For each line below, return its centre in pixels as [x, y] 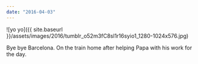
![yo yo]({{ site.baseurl [34, 29]
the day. [16, 54]
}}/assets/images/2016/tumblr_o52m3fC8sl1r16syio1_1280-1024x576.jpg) [97, 36]
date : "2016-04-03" [31, 12]
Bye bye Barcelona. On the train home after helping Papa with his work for [99, 48]
